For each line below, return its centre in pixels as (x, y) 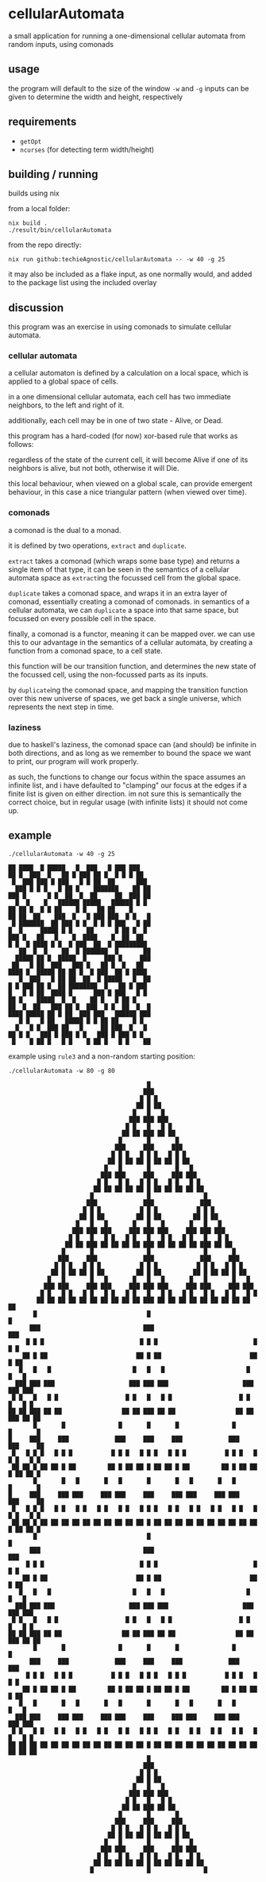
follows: (21, 445)
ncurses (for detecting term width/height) (87, 149)
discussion (36, 308)
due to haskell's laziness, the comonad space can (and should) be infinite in (132, 745)
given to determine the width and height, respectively (96, 97)
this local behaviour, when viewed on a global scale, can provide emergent (130, 484)
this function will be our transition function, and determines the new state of (132, 666)
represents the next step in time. (61, 707)
